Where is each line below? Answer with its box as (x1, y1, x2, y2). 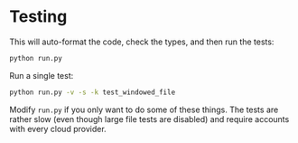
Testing (9, 6, 68, 27)
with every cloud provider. (9, 123, 107, 134)
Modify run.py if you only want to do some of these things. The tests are (9, 104, 279, 115)
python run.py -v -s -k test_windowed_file (9, 88, 176, 97)
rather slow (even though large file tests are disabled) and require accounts (9, 113, 290, 124)
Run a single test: (9, 70, 74, 81)
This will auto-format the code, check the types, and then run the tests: (9, 36, 275, 47)
